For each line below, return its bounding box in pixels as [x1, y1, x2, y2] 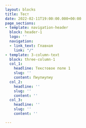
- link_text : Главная [9, 43, 53, 48]
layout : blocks [5, 7, 36, 12]
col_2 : [9, 79, 23, 84]
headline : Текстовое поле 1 [14, 66, 70, 71]
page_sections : [5, 20, 36, 26]
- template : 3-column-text [5, 52, 60, 57]
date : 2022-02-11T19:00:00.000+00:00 [5, 16, 82, 21]
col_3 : [9, 98, 23, 103]
